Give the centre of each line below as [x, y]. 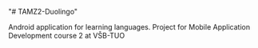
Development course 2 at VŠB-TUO [67, 36]
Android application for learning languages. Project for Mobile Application [129, 27]
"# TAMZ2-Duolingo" [43, 12]
